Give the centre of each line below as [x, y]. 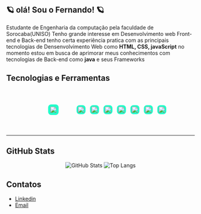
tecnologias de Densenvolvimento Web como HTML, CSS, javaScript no [95, 46]
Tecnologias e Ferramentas [58, 78]
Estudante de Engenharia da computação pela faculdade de [80, 27]
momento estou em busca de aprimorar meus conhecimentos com [88, 53]
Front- [185, 34]
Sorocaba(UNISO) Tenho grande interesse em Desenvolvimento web [91, 34]
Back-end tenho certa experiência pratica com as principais [95, 40]
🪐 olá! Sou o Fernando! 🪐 [55, 10]
